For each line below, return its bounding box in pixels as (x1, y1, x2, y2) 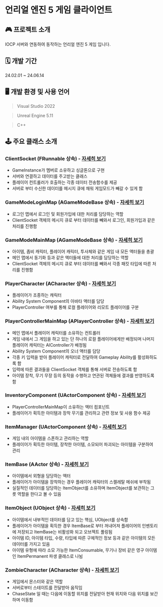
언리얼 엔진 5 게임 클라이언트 (5, 4, 113, 16)
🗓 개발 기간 (5, 57, 37, 65)
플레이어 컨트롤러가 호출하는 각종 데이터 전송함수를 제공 (12, 179, 117, 185)
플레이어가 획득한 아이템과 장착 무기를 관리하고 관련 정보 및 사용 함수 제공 (12, 410, 151, 416)
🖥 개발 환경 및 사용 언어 (5, 88, 70, 96)
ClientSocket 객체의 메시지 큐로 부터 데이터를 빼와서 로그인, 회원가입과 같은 (12, 217, 155, 223)
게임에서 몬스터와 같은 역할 (12, 578, 63, 584)
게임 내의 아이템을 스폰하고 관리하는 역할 (12, 435, 89, 441)
